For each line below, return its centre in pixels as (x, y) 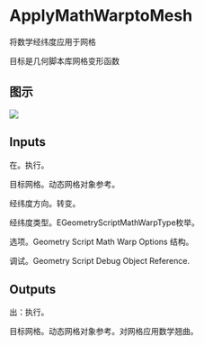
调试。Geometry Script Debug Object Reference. (100, 260)
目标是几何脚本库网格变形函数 (64, 60)
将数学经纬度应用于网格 (53, 41)
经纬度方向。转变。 (45, 203)
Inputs (28, 142)
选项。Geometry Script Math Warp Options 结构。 (102, 241)
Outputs (33, 289)
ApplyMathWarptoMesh (101, 16)
